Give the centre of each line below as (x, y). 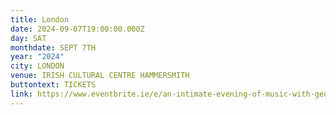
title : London (40, 19)
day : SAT (28, 38)
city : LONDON (37, 66)
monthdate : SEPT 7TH (53, 47)
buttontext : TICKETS (53, 85)
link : (21, 94)
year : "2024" (37, 57)
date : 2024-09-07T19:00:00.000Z (77, 29)
